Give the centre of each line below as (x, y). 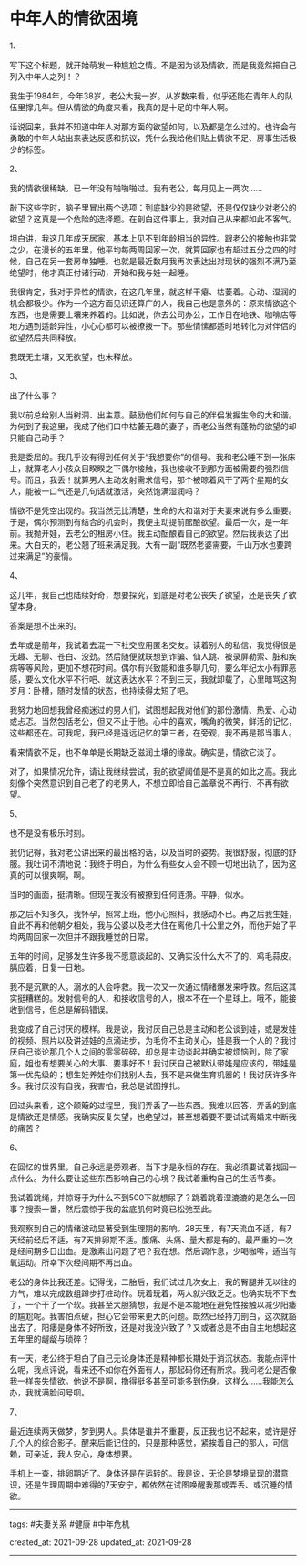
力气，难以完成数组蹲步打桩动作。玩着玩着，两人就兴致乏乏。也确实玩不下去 (153, 1293)
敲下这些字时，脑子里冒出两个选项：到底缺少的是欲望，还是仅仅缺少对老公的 (153, 207)
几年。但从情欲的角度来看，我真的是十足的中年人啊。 (133, 107)
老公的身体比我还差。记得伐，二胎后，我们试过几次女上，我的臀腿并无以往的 (153, 1282)
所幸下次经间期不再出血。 (89, 1262)
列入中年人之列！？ (46, 76)
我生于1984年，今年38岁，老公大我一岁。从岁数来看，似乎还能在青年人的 (147, 96)
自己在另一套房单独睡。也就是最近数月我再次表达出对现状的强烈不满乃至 (161, 261)
